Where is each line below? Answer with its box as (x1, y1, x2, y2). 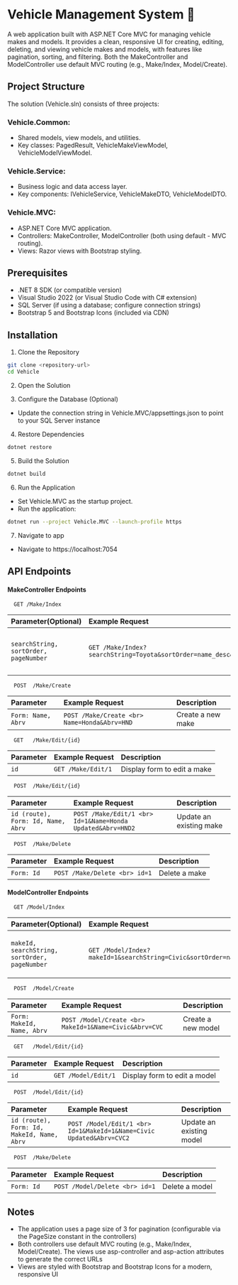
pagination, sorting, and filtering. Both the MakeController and (7, 53, 188, 61)
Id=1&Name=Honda (73, 817, 128, 825)
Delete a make (158, 868, 207, 878)
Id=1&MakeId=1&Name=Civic (67, 1127, 155, 1135)
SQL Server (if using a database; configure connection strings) (17, 301, 201, 310)
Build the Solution (17, 456, 69, 465)
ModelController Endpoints (7, 888, 89, 896)
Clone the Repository (17, 348, 80, 357)
